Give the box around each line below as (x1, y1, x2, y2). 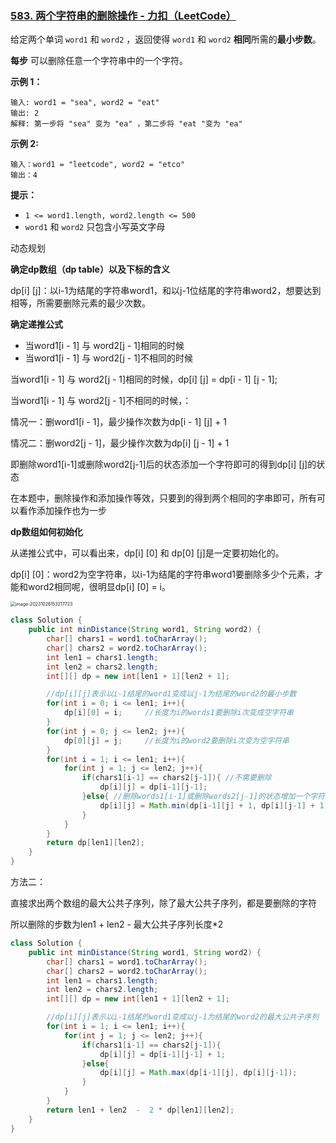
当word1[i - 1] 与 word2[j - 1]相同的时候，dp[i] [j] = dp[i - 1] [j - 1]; (10, 373, 278, 386)
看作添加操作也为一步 (18, 505, 107, 517)
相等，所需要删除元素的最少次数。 (10, 297, 151, 309)
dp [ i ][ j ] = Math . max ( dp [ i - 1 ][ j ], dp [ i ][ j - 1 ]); (99, 1068, 298, 1078)
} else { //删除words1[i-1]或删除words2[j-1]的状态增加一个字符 (81, 792, 325, 802)
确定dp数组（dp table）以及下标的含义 (10, 263, 170, 276)
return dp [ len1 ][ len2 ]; (46, 838, 145, 848)
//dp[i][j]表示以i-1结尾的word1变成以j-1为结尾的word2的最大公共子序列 (46, 1012, 320, 1022)
